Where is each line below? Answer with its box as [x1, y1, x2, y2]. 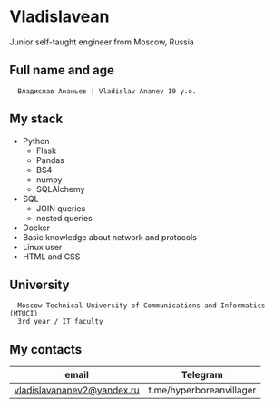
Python [22, 135, 50, 146]
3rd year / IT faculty [17, 317, 103, 326]
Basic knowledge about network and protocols [22, 231, 198, 242]
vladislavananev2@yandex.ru [14, 384, 140, 396]
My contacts [9, 342, 83, 357]
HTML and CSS [22, 251, 81, 262]
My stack [9, 112, 64, 127]
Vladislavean [9, 6, 110, 27]
